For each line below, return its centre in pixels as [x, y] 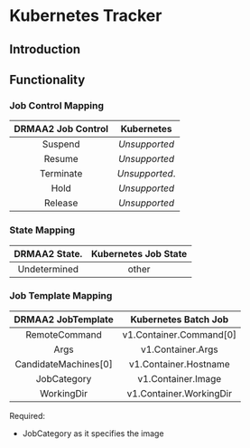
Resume [61, 159]
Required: [28, 415]
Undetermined [48, 269]
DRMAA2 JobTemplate [64, 319]
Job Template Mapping [61, 296]
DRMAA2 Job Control [61, 129]
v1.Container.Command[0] [180, 334]
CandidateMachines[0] [64, 364]
